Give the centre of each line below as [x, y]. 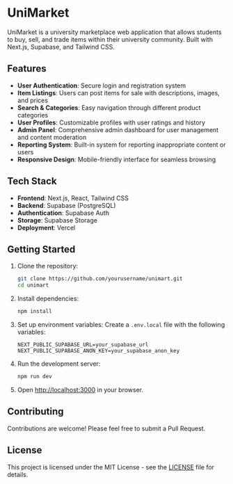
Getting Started [41, 249]
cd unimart [33, 285]
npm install [34, 312]
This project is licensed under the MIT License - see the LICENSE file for [111, 467]
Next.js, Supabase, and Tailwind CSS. [61, 47]
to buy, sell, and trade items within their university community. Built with [110, 39]
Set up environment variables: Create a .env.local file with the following [121, 324]
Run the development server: [59, 364]
